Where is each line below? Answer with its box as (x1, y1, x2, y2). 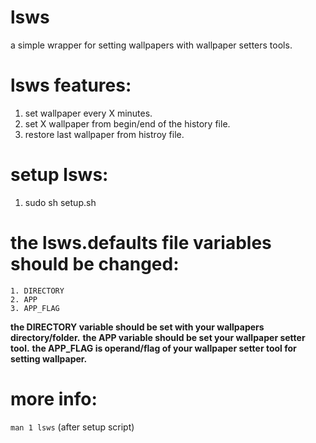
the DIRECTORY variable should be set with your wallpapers (10, 321, 265, 333)
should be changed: (10, 253, 180, 275)
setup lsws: (10, 164, 109, 186)
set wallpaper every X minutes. (24, 107, 153, 119)
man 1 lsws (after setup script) (10, 421, 135, 433)
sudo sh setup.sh (24, 196, 97, 208)
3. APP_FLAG (10, 303, 60, 313)
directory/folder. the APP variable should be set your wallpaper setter (10, 331, 306, 343)
